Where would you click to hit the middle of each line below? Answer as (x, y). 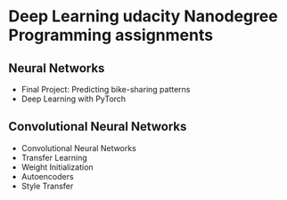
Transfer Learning (54, 157)
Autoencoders (47, 176)
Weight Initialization (57, 167)
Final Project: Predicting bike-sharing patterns (106, 89)
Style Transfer (47, 186)
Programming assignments (111, 35)
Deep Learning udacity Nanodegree (143, 16)
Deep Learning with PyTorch (74, 99)
